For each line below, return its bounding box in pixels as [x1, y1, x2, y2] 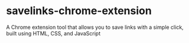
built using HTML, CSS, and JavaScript [6, 29, 101, 37]
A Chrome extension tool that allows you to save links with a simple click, [6, 24, 184, 31]
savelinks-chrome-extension [6, 4, 152, 18]
